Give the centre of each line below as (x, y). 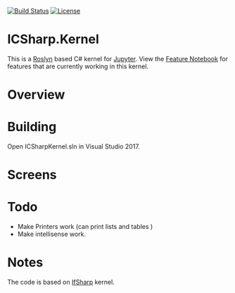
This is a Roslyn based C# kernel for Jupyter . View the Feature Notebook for (118, 58)
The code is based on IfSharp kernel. (61, 282)
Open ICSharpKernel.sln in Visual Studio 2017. (74, 146)
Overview (36, 95)
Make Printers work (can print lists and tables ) (85, 227)
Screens (32, 175)
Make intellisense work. (52, 234)
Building (32, 127)
